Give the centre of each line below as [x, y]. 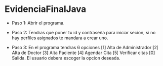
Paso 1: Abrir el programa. [38, 23]
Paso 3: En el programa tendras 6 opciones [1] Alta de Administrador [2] [85, 47]
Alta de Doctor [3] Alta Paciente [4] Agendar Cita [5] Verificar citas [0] [83, 53]
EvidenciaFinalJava [45, 9]
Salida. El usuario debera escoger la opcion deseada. [66, 58]
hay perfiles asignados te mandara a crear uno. [60, 38]
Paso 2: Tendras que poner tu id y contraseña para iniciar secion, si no [84, 32]
